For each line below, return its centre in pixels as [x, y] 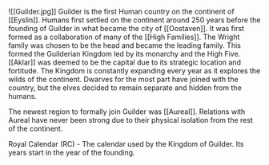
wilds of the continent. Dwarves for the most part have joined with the [123, 79]
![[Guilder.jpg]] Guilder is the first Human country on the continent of [121, 12]
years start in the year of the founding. [72, 152]
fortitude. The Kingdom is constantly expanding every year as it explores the [134, 71]
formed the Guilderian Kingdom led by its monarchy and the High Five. [124, 54]
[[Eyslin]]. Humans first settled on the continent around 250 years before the [134, 20]
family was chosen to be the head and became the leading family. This [125, 45]
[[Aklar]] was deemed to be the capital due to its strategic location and [125, 62]
